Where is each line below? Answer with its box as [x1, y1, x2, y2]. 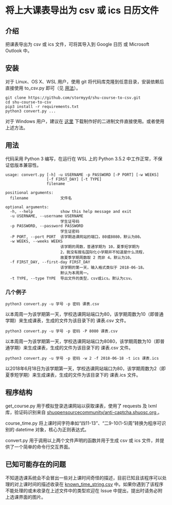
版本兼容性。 [14, 162, 41, 168]
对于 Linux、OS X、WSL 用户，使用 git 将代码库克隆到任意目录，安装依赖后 [5, 78, 164, 84]
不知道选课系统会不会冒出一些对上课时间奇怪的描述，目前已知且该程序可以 [5, 474, 162, 481]
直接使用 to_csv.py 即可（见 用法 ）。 [5, 85, 81, 91]
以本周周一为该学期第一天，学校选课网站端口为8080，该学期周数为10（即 [5, 338, 160, 344]
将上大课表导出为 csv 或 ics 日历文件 [5, 5, 159, 16]
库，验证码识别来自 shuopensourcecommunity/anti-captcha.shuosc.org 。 [5, 409, 162, 415]
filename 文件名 [10, 195, 72, 201]
